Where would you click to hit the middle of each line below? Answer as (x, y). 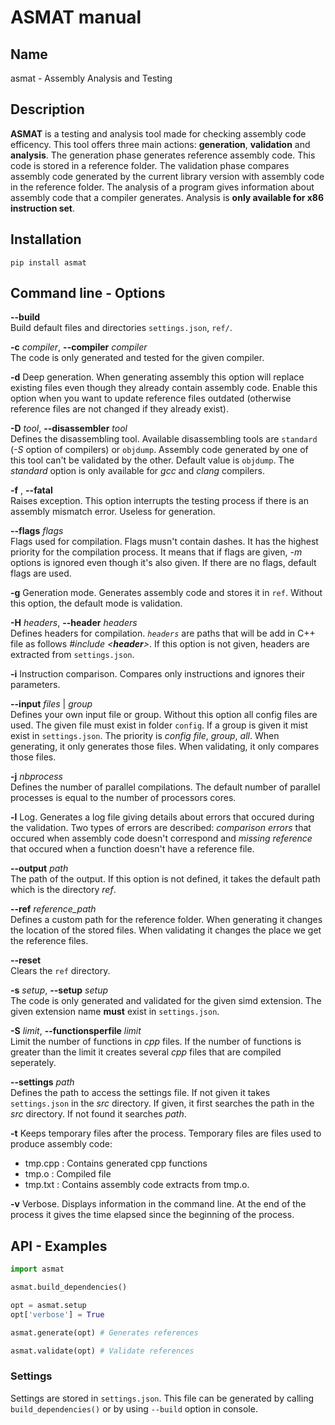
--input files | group (51, 704)
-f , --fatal (31, 490)
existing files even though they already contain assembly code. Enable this (164, 388)
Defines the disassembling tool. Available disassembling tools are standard (164, 439)
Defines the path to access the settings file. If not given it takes (140, 1093)
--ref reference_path (53, 909)
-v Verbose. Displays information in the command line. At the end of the (158, 1204)
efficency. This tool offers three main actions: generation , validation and (160, 144)
